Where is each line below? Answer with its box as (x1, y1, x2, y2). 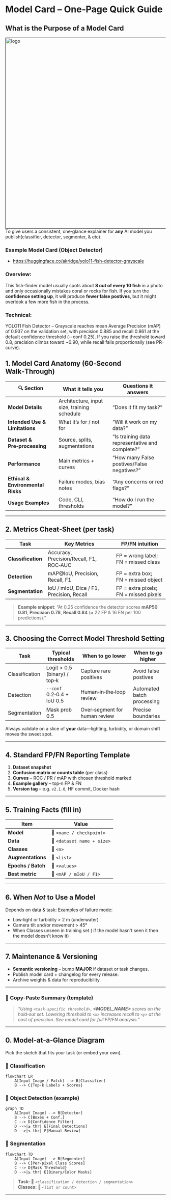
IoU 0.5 (46, 697, 64, 704)
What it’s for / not (58, 418, 100, 425)
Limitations (8, 424, 36, 431)
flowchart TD (5, 1152, 33, 1157)
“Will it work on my (112, 418, 157, 425)
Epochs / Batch (8, 862, 46, 869)
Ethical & (8, 475, 30, 482)
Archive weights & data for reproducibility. (12, 976, 101, 983)
